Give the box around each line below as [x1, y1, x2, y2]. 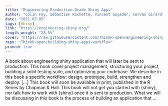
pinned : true [5, 44, 32, 49]
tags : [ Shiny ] [5, 21, 35, 26]
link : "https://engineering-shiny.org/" [5, 26, 91, 31]
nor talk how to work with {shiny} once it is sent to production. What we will [5, 90, 161, 96]
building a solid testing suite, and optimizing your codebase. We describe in [5, 68, 161, 75]
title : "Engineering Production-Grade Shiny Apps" [5, 7, 113, 12]
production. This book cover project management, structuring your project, [5, 63, 160, 69]
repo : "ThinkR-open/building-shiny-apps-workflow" [5, 40, 113, 45]
